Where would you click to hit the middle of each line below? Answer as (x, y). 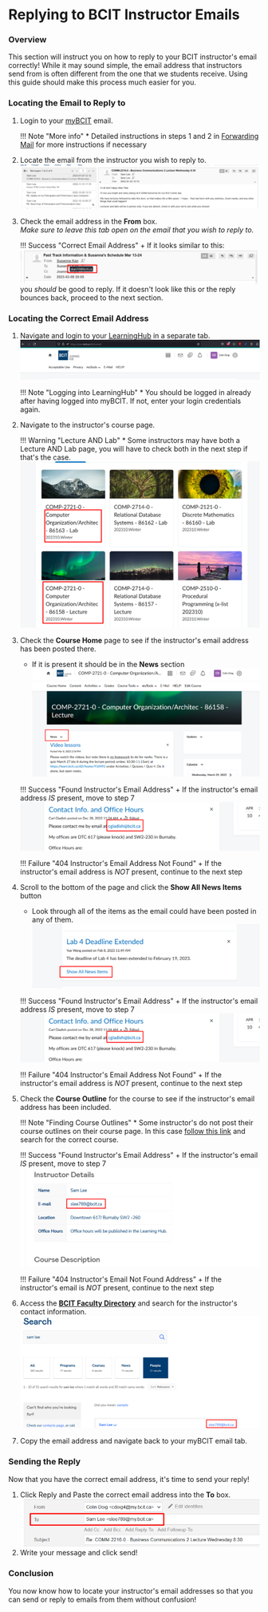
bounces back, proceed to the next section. (91, 298)
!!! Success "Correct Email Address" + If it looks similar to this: (122, 246)
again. (30, 409)
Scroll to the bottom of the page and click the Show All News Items (130, 887)
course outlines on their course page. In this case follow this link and (132, 1131)
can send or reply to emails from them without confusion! (102, 1599)
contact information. (53, 1311)
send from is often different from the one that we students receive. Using (128, 74)
